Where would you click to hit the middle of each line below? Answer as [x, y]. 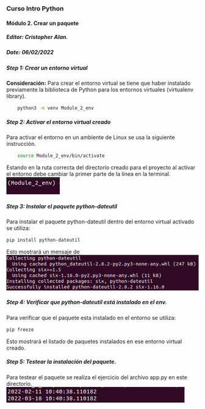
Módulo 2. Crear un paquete [43, 23]
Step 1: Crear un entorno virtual [47, 68]
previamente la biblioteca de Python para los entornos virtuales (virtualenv [100, 90]
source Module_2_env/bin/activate [61, 156]
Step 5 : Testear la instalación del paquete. [61, 362]
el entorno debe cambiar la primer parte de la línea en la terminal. [88, 174]
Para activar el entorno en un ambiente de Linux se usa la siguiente [91, 137]
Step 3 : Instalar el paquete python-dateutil [62, 206]
